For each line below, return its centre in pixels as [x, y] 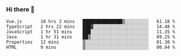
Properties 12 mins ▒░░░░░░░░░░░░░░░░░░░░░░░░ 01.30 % [91, 42]
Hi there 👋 [21, 9]
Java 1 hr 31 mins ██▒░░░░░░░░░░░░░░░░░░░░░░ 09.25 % [91, 37]
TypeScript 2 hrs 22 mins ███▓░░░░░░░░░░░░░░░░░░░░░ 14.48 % [91, 27]
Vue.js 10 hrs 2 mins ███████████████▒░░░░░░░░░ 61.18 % [91, 22]
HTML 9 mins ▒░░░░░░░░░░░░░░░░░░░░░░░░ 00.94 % [91, 47]
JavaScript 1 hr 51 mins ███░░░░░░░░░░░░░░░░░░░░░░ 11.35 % [91, 32]
